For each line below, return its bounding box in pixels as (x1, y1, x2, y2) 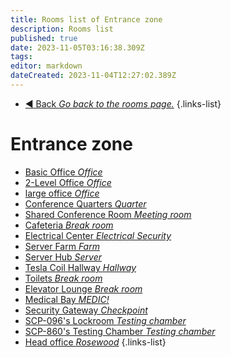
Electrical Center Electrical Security (24, 229, 172, 241)
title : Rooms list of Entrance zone (10, 14, 163, 25)
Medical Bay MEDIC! (24, 293, 110, 305)
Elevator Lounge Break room (24, 282, 143, 295)
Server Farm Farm (24, 240, 100, 252)
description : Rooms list (10, 24, 114, 34)
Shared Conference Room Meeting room (24, 208, 192, 220)
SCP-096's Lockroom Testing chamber (24, 314, 187, 326)
